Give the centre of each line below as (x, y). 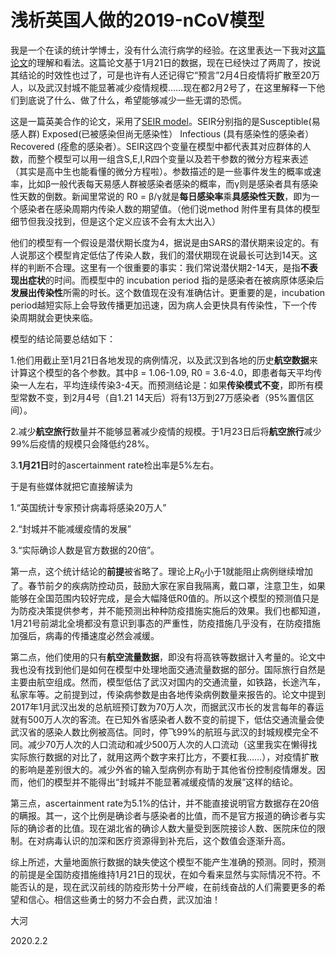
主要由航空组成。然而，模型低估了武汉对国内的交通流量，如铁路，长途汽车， (168, 682)
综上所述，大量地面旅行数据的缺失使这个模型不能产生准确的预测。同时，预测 (168, 862)
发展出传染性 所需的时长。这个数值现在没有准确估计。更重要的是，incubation (168, 292)
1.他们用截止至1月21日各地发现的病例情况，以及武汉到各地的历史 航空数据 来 (164, 360)
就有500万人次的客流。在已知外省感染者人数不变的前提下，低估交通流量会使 (167, 719)
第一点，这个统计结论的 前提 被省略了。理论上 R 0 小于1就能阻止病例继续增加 (162, 572)
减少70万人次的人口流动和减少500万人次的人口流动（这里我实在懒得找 (172, 744)
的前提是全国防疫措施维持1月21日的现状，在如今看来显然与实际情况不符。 (161, 874)
